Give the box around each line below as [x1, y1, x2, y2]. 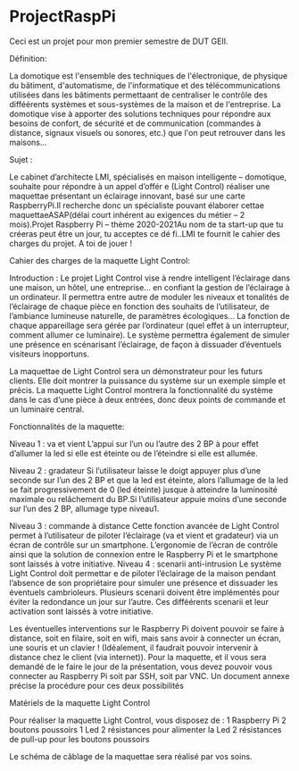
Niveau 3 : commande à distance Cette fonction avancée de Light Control [9, 520, 279, 531]
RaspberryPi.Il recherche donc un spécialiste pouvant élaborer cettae [9, 199, 265, 211]
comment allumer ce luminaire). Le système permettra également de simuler [9, 329, 290, 340]
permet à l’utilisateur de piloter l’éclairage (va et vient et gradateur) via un [9, 530, 279, 541]
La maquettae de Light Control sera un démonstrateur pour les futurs [9, 365, 263, 376]
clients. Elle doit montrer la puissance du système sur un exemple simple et [9, 375, 286, 386]
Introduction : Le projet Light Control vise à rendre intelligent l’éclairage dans [9, 272, 291, 283]
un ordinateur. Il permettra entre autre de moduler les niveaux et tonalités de [9, 291, 290, 302]
